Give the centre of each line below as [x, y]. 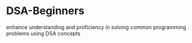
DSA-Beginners [45, 11]
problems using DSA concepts [43, 33]
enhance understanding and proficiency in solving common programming [96, 27]
